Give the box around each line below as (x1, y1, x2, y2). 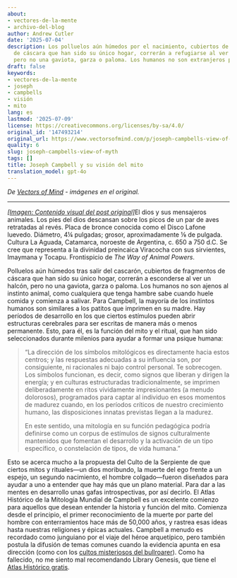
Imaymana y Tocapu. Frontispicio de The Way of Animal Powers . (7, 252, 195, 261)
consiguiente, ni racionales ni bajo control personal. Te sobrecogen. (24, 362, 222, 371)
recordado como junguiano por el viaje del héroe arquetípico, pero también (7, 533, 226, 541)
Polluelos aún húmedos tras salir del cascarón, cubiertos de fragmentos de (7, 266, 226, 275)
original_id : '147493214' (7, 129, 83, 136)
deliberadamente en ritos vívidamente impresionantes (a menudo (24, 385, 214, 394)
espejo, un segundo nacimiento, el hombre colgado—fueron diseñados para (7, 473, 229, 481)
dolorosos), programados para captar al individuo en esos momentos (24, 393, 226, 401)
